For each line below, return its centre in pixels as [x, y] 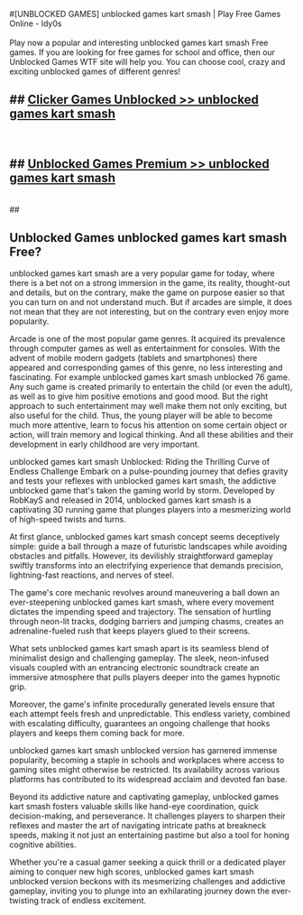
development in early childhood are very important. [105, 444]
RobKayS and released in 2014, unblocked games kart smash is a [130, 500]
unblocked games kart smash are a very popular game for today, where [142, 273]
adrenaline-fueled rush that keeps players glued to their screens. [130, 631]
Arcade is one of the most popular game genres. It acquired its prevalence [147, 339]
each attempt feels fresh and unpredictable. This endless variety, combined [150, 714]
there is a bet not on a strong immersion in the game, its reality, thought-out [150, 283]
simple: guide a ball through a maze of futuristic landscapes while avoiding [148, 547]
